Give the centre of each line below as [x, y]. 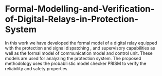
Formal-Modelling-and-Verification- [80, 9]
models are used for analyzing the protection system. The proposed [73, 58]
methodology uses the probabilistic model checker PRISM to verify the [76, 63]
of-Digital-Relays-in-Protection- [72, 19]
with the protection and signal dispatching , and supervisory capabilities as [80, 48]
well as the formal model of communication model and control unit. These [79, 53]
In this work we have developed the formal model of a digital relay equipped [81, 43]
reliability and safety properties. [37, 68]
